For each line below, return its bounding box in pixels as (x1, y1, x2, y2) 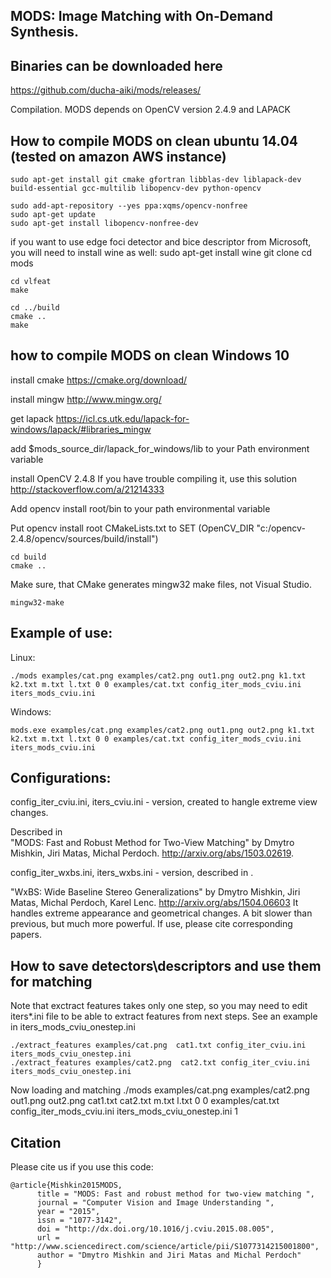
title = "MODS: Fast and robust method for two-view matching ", (36, 1189, 315, 1199)
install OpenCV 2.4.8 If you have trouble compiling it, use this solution (10, 472, 297, 484)
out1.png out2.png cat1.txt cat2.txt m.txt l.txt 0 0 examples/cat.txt (10, 1095, 280, 1107)
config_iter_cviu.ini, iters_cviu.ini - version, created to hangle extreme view (10, 796, 318, 808)
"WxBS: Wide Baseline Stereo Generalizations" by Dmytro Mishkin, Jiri (10, 886, 301, 898)
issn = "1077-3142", (36, 1215, 123, 1226)
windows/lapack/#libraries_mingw (10, 423, 152, 435)
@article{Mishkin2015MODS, (10, 1180, 123, 1191)
